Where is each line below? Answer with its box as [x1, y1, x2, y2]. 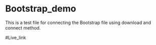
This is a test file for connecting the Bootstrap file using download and [5, 19, 151, 25]
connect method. [5, 24, 41, 30]
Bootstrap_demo [5, 3, 77, 14]
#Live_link [5, 34, 26, 40]
